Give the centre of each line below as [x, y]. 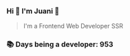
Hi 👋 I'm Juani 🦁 [33, 11]
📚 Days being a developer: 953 [60, 44]
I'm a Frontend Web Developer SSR [73, 26]
